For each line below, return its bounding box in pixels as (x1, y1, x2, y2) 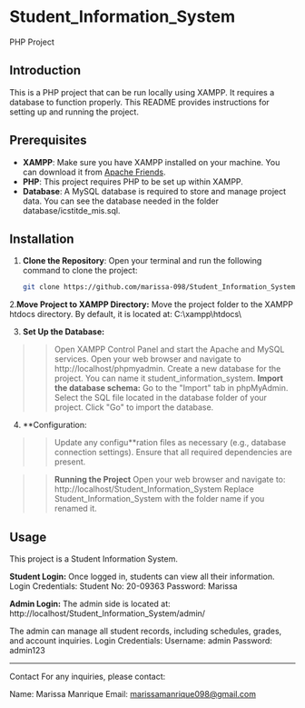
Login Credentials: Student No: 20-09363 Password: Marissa (9, 581, 238, 592)
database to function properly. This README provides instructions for (9, 96, 270, 107)
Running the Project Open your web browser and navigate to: (54, 474, 286, 485)
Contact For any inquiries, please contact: (9, 671, 166, 683)
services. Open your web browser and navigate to (54, 354, 242, 364)
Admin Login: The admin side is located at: (9, 598, 171, 610)
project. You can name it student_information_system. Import (54, 373, 284, 384)
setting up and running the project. (9, 106, 139, 117)
